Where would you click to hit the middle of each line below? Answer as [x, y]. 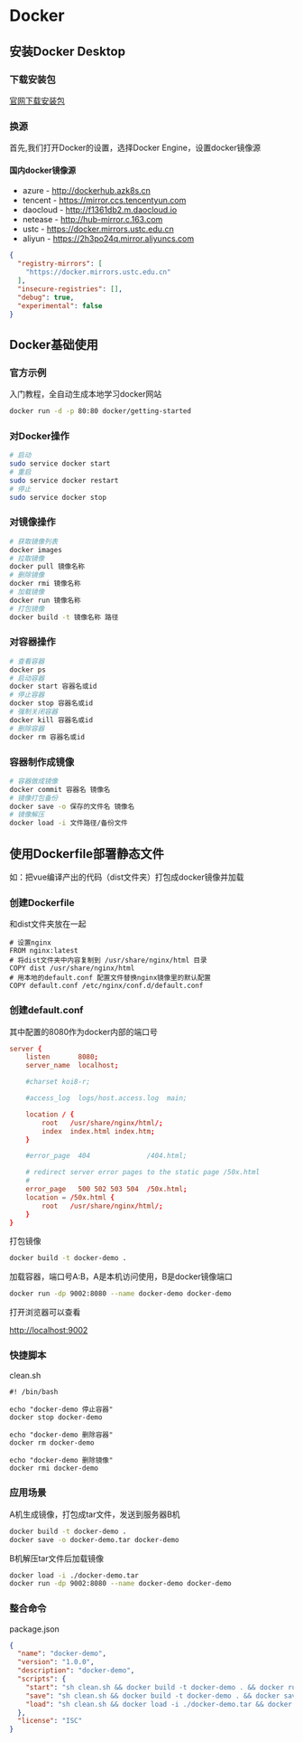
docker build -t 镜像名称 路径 [64, 617]
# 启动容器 [27, 678]
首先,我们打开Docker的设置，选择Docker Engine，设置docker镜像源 [135, 148]
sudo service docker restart [64, 480]
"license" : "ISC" [50, 1721]
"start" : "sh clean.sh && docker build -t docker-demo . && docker [155, 1687]
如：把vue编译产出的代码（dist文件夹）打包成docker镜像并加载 [127, 877]
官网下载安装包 [37, 100]
